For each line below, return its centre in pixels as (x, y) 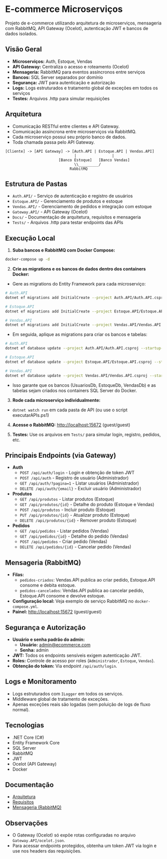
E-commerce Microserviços (64, 9)
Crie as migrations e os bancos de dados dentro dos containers (79, 269)
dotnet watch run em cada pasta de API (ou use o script (70, 410)
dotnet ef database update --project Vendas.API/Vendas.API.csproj (77, 375)
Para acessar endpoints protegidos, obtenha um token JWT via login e (84, 846)
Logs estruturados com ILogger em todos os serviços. (68, 694)
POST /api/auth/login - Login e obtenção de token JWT (77, 473)
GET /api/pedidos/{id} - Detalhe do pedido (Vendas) (74, 536)
